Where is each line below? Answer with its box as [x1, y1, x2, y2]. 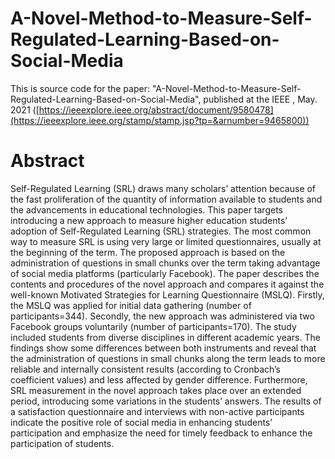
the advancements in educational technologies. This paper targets [10, 203, 283, 216]
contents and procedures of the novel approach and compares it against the [10, 278, 325, 290]
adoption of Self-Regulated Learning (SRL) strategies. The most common [10, 225, 312, 237]
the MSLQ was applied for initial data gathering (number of [10, 299, 252, 311]
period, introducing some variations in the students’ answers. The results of [10, 395, 322, 407]
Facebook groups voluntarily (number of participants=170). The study [10, 320, 297, 332]
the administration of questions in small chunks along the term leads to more [10, 352, 326, 364]
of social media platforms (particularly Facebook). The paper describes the [10, 267, 320, 279]
